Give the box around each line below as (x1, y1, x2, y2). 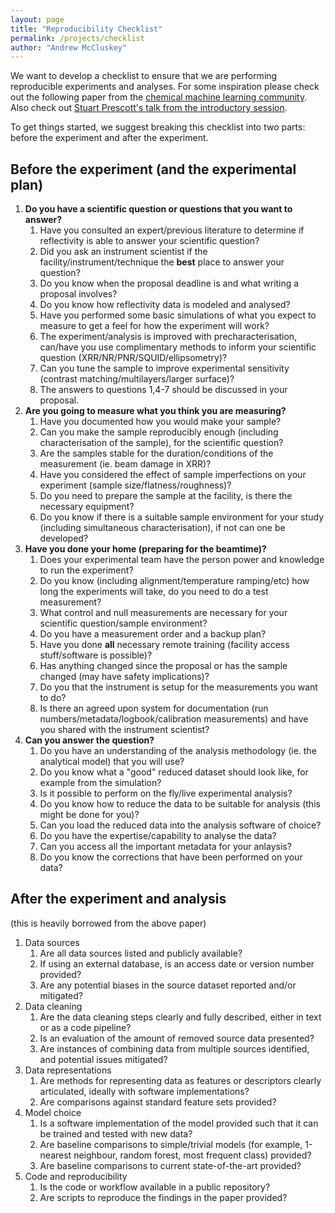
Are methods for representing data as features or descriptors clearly (39, 1074, 322, 1086)
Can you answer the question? (24, 734, 155, 746)
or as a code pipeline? (39, 1021, 132, 1033)
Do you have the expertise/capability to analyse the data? (39, 830, 277, 842)
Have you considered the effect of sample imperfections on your (39, 469, 307, 481)
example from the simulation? (39, 777, 162, 789)
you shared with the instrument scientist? (39, 724, 210, 736)
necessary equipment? (39, 501, 135, 513)
